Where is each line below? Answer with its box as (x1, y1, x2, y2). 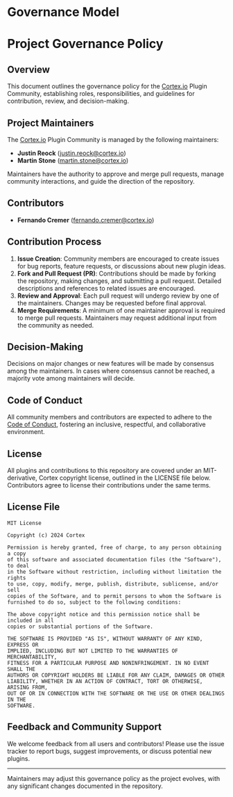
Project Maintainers (7, 117, 94, 129)
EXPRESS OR (7, 641, 39, 648)
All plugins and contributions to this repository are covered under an (7, 467, 202, 475)
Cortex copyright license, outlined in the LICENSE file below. (38, 474, 211, 482)
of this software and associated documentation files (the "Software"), (7, 556, 222, 563)
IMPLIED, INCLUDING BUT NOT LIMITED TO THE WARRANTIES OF (7, 647, 178, 654)
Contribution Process (7, 236, 102, 248)
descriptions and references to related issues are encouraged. (17, 284, 196, 292)
